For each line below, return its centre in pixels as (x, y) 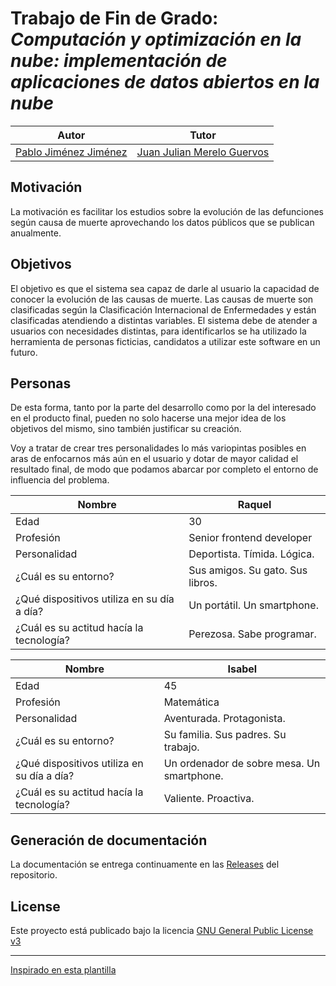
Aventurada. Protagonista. (224, 719)
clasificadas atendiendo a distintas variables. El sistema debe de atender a (164, 320)
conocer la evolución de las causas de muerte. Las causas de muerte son (162, 299)
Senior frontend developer (250, 538)
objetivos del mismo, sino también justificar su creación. (126, 429)
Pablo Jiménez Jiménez (71, 152)
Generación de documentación (109, 840)
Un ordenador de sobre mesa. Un (242, 764)
